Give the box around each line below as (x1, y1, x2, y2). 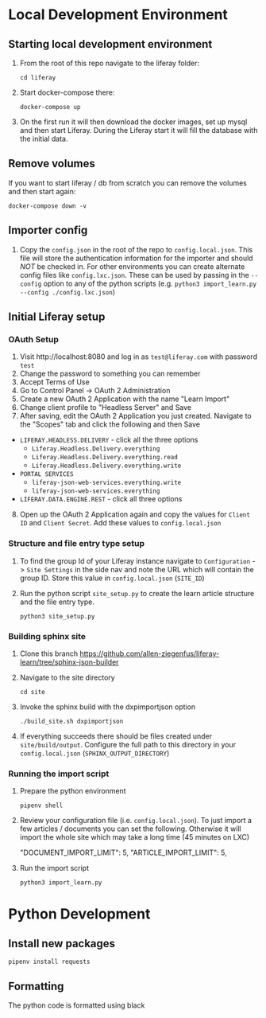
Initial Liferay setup (8, 310, 106, 324)
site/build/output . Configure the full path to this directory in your (19, 739, 237, 749)
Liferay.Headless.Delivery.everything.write (31, 462, 182, 470)
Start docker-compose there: (19, 88, 115, 97)
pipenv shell (19, 802, 64, 809)
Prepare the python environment (19, 786, 126, 796)
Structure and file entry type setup (8, 538, 145, 549)
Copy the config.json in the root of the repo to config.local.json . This (19, 244, 253, 254)
